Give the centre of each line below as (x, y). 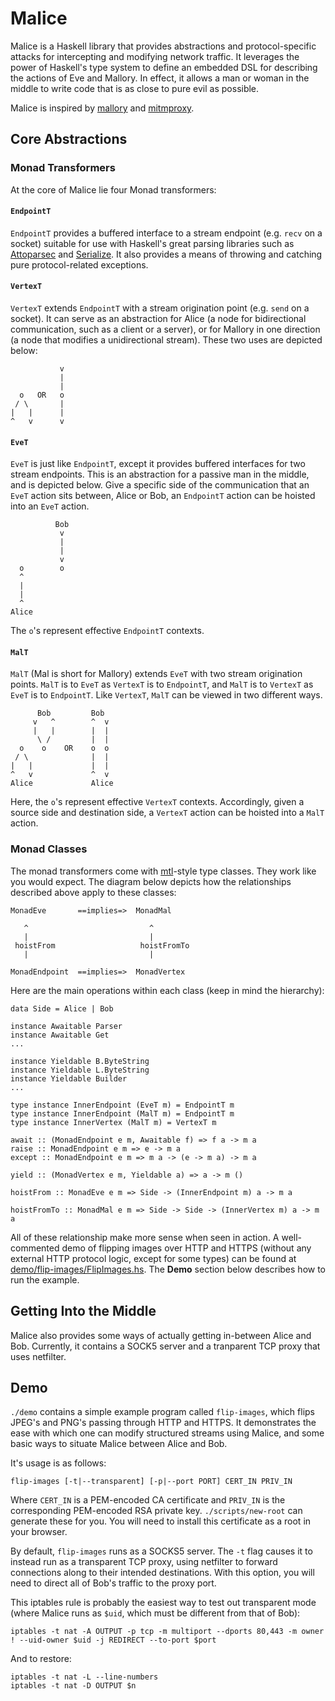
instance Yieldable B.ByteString (80, 1061)
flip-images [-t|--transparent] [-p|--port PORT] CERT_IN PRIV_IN (151, 1482)
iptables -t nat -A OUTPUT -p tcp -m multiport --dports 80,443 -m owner (167, 1632)
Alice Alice (62, 783)
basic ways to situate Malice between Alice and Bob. (119, 1444)
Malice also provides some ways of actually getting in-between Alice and (161, 1335)
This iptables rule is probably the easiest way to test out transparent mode (163, 1603)
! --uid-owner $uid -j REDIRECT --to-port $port (113, 1640)
